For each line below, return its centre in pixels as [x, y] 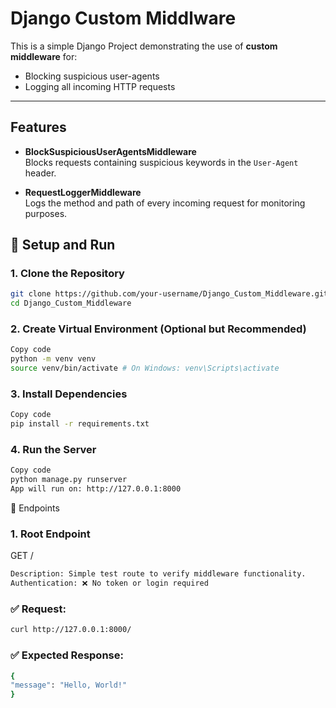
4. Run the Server [53, 450]
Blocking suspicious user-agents [92, 76]
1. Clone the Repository [67, 274]
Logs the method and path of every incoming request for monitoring [165, 203]
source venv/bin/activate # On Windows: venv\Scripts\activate [145, 368]
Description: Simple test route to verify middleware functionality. [158, 574]
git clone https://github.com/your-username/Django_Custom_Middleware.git [169, 294]
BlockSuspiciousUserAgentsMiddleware [110, 151]
